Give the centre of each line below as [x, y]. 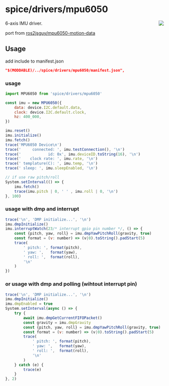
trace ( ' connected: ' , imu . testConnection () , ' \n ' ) [65, 149]
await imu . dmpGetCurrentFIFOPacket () [63, 318]
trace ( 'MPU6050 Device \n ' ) [33, 145]
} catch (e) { [29, 365]
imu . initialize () [23, 135]
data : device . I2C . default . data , [48, 107]
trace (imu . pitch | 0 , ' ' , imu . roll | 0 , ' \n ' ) [66, 191]
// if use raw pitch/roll [32, 178]
